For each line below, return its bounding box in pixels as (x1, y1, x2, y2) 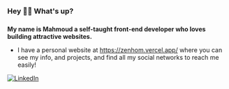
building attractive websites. (7, 32, 92, 40)
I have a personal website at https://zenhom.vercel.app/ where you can (17, 45, 223, 54)
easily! (17, 60, 37, 69)
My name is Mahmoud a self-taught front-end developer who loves (7, 24, 206, 33)
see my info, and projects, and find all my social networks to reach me (17, 53, 219, 61)
